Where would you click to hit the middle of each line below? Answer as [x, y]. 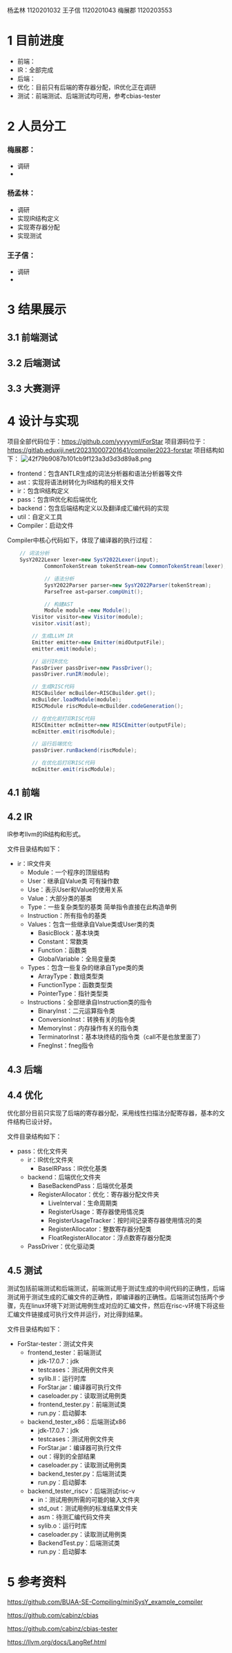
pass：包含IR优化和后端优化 [57, 500]
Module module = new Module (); [87, 611]
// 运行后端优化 [52, 744]
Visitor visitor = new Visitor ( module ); [88, 617]
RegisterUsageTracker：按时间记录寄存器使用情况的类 [125, 1221]
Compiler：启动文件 [45, 526]
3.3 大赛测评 [34, 389]
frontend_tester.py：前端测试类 [82, 1404]
